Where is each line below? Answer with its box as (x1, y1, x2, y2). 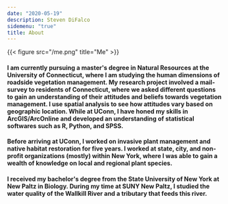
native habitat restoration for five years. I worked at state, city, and (7, 144, 201, 153)
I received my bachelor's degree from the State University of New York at (7, 175, 220, 183)
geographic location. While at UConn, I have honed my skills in (7, 107, 188, 115)
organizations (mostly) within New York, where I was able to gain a (24, 152, 218, 160)
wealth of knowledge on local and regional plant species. (7, 159, 173, 168)
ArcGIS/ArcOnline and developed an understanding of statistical (7, 114, 194, 123)
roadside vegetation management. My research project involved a (7, 78, 199, 86)
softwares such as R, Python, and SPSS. (7, 121, 124, 130)
